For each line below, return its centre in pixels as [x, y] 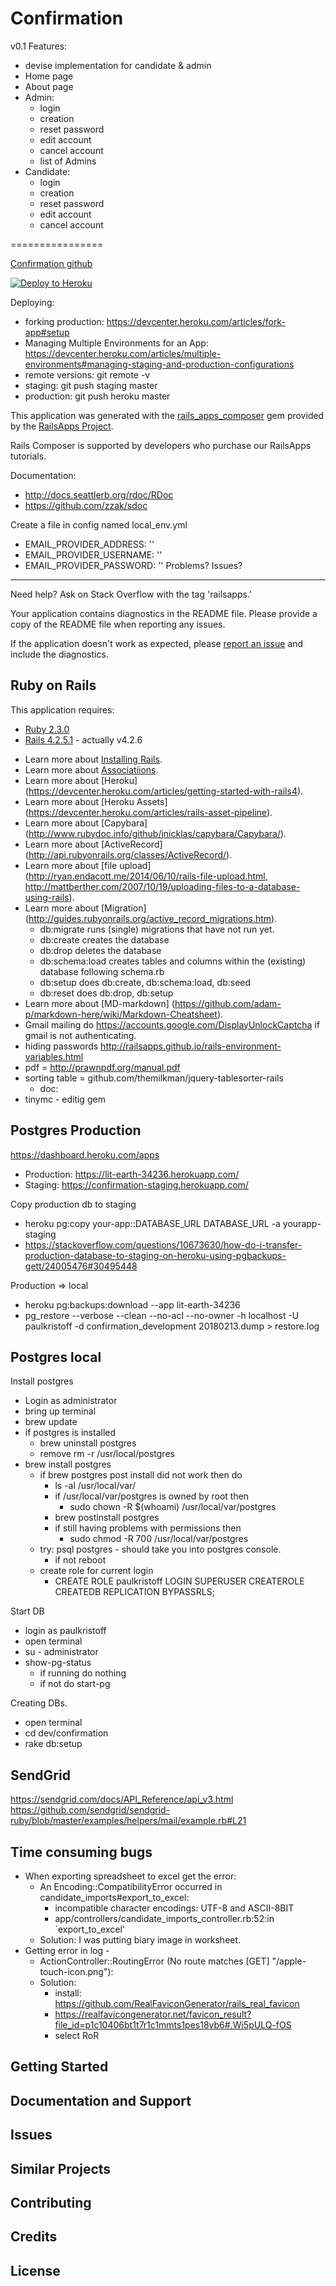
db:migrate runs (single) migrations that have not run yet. [157, 929]
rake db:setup [53, 1744]
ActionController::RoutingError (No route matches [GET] [154, 1961]
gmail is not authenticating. [80, 1035]
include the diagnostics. [59, 654]
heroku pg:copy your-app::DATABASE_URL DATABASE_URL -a [152, 1223]
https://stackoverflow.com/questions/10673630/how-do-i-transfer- [163, 1244]
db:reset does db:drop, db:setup [106, 993]
